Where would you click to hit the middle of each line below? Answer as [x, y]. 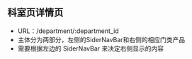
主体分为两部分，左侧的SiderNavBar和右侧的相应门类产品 [101, 39]
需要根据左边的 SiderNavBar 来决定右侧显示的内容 [91, 48]
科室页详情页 [35, 13]
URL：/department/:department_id [68, 31]
